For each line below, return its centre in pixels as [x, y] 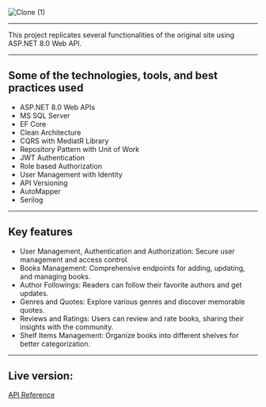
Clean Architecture [50, 132]
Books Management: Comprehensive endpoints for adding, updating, [132, 268]
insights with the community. [66, 327]
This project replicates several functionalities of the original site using [122, 35]
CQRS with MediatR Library [64, 141]
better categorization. [55, 344]
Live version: [41, 376]
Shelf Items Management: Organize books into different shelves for [129, 335]
